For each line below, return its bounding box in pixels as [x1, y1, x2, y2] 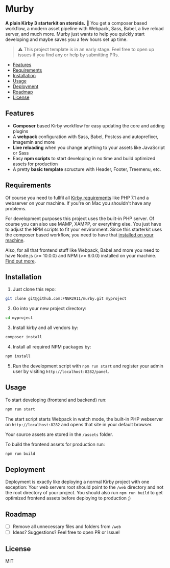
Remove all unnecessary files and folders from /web [12, 523, 121, 530]
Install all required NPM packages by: [12, 344, 91, 349]
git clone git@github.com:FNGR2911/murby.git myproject [5, 296, 127, 301]
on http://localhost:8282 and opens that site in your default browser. [5, 421, 153, 427]
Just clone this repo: [12, 286, 56, 292]
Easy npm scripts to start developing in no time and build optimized [12, 155, 156, 161]
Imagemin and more [12, 139, 55, 145]
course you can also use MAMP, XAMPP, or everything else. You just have [5, 221, 162, 227]
